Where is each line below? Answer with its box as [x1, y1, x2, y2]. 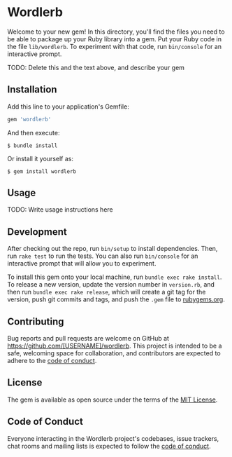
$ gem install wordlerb [7, 168, 77, 175]
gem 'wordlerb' [7, 116, 52, 123]
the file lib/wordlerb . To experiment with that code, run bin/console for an [7, 42, 222, 50]
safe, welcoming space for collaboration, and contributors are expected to [7, 349, 222, 357]
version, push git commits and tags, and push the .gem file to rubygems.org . [7, 295, 226, 303]
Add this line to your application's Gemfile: [7, 102, 129, 111]
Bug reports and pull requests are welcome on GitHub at [7, 334, 170, 343]
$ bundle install [7, 142, 58, 149]
